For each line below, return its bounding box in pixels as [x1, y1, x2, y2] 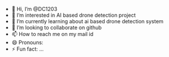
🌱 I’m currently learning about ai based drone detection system [11, 18, 164, 24]
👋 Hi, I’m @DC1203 [11, 6, 57, 12]
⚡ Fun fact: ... [11, 45, 44, 52]
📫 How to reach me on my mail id [11, 31, 94, 37]
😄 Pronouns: [11, 39, 44, 46]
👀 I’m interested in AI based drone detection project [11, 12, 136, 19]
